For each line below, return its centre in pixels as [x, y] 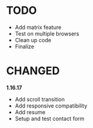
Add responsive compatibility [51, 106]
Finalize [25, 46]
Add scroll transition [40, 99]
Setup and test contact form [50, 118]
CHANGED [33, 71]
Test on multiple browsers [47, 33]
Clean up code [33, 40]
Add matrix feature [38, 27]
